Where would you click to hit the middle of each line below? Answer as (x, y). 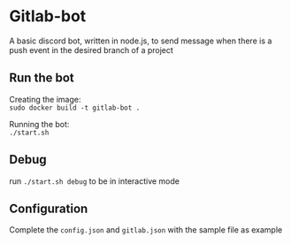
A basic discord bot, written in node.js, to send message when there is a (141, 41)
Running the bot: (39, 124)
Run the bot (42, 78)
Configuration (49, 208)
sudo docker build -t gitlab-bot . (75, 108)
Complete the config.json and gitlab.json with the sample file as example (146, 230)
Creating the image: (45, 99)
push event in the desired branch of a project (92, 50)
